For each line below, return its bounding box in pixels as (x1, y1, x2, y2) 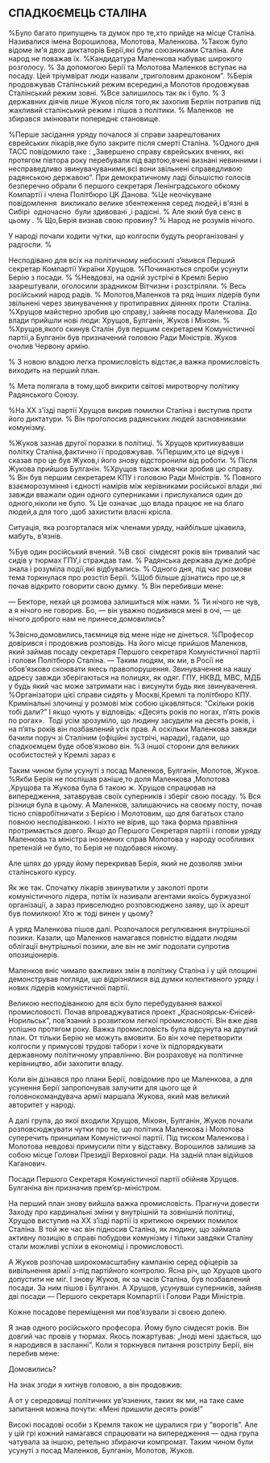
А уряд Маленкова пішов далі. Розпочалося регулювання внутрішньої (8, 924, 250, 934)
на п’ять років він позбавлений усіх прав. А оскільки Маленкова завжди (8, 723, 257, 734)
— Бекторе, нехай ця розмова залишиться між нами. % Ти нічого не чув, (8, 597, 260, 606)
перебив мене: (8, 1348, 60, 1358)
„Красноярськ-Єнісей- (177, 1006, 256, 1017)
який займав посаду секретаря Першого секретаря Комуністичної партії (8, 647, 260, 656)
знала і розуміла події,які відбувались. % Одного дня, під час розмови (8, 563, 252, 573)
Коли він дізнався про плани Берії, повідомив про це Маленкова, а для (8, 1074, 253, 1084)
